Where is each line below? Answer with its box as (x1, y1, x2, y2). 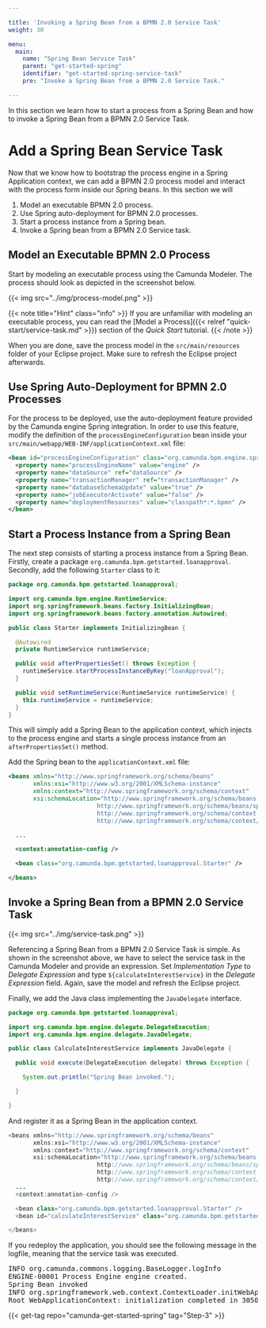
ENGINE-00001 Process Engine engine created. (8, 1272, 188, 1281)
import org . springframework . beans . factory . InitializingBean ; (8, 602, 215, 610)
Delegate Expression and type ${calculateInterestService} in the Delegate (8, 969, 256, 979)
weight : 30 (8, 25, 44, 34)
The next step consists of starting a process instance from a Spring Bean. (8, 548, 249, 558)
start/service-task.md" (8, 325, 82, 335)
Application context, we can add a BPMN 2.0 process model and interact (8, 176, 245, 186)
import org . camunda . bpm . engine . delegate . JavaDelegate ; (8, 1030, 193, 1038)
